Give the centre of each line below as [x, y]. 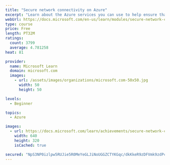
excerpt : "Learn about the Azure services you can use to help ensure [81, 15]
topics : [13, 113]
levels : [13, 99]
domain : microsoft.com [34, 71]
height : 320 [27, 140]
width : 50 [29, 85]
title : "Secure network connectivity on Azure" [56, 10]
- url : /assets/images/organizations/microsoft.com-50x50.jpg [81, 80]
